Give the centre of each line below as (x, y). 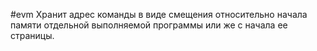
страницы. (32, 35)
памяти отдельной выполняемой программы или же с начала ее (149, 25)
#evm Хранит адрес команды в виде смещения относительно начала (159, 14)
